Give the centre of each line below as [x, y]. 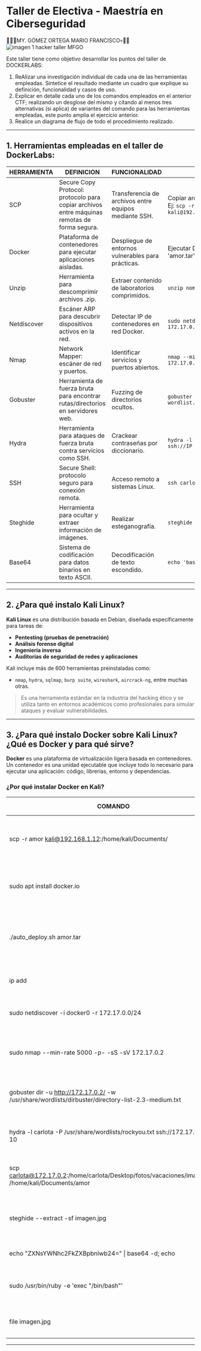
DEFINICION [82, 172]
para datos [74, 562]
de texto [123, 562]
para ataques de [82, 435]
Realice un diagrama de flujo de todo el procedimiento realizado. [95, 121]
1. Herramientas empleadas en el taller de [85, 146]
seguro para [76, 483]
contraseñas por [135, 443]
